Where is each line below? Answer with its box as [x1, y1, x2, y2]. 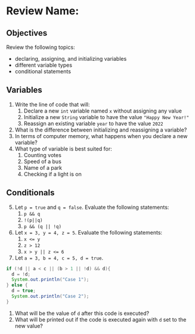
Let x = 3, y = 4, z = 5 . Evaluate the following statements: [14, 229, 163, 236]
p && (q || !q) [23, 223, 61, 230]
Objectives [6, 28, 48, 38]
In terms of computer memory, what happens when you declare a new [14, 132, 188, 139]
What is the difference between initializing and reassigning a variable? [14, 126, 187, 133]
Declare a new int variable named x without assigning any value [23, 107, 182, 114]
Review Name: [6, 4, 79, 18]
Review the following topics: [6, 43, 76, 51]
